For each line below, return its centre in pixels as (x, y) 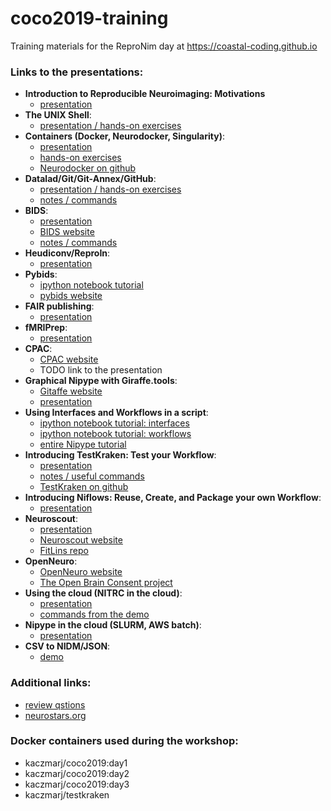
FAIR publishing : (59, 306)
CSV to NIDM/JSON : (67, 646)
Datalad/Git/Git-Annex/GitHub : (90, 179)
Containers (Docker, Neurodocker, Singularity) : (124, 136)
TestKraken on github (84, 487)
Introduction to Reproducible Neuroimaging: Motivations (145, 94)
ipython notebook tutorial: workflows (115, 434)
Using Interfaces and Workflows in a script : (116, 413)
